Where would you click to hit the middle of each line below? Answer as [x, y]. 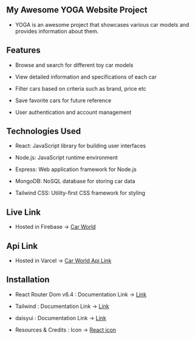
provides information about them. [57, 31]
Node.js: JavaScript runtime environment [67, 158]
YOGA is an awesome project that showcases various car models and [102, 24]
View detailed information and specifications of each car [86, 77]
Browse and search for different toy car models [74, 65]
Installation [28, 280]
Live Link [24, 212]
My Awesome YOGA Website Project [77, 10]
